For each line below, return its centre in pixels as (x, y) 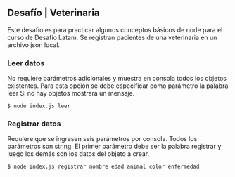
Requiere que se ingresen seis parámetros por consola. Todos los (102, 139)
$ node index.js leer (39, 106)
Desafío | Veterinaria (53, 13)
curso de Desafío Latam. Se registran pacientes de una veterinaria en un (112, 37)
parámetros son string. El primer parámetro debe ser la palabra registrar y (114, 146)
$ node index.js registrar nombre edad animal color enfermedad (103, 167)
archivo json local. (34, 45)
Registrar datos (34, 124)
